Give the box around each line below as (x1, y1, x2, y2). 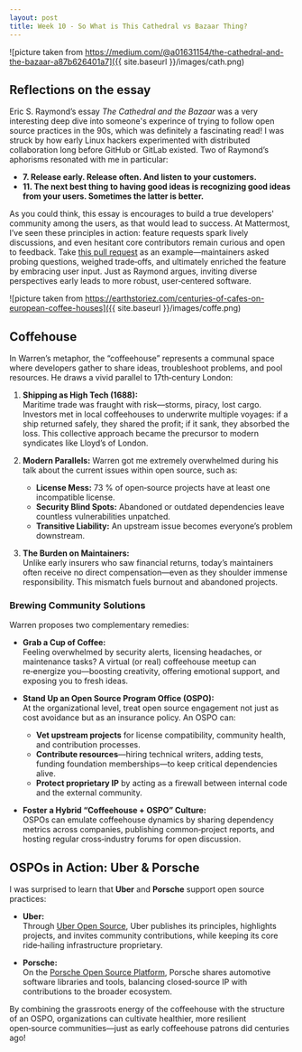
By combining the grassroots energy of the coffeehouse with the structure (9, 1004, 286, 1015)
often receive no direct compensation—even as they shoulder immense (22, 567, 288, 578)
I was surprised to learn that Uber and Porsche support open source (9, 884, 265, 895)
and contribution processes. (35, 739, 142, 750)
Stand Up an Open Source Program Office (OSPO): (22, 693, 215, 704)
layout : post (9, 13, 59, 23)
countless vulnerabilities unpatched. (35, 512, 171, 522)
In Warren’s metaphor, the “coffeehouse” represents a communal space (9, 353, 275, 364)
